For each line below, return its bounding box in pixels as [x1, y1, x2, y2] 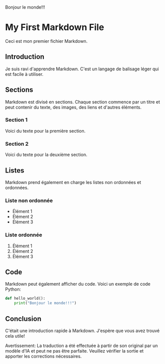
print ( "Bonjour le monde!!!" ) [14, 301, 77, 306]
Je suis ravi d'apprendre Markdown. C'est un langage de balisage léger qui [5, 66, 159, 72]
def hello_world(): [5, 296, 46, 301]
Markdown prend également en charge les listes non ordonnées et [5, 179, 142, 185]
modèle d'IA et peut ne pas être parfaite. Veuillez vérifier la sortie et [5, 348, 144, 354]
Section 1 [5, 117, 28, 124]
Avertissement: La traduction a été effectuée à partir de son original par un [5, 343, 158, 349]
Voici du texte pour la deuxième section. [5, 152, 88, 158]
